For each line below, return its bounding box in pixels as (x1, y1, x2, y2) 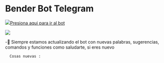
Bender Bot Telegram (5, 3, 94, 14)
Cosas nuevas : (9, 54, 41, 59)
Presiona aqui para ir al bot (10, 20, 65, 26)
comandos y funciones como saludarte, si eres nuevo (5, 44, 115, 50)
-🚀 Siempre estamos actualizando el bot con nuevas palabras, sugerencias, (5, 39, 160, 45)
